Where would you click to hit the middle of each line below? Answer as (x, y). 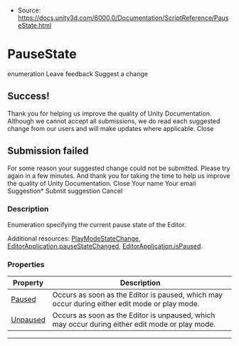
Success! (28, 96)
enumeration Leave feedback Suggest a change (78, 73)
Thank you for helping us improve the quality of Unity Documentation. (110, 113)
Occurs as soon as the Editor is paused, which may (137, 295)
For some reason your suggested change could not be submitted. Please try (119, 168)
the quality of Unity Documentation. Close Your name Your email (102, 183)
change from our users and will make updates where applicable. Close (111, 128)
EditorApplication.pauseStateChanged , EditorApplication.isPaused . (105, 246)
